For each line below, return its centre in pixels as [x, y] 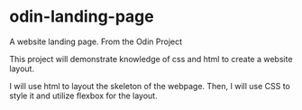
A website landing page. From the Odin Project [96, 41]
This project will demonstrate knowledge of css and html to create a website [151, 59]
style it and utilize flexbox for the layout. [83, 96]
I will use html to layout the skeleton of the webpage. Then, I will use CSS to [150, 86]
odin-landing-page [82, 17]
